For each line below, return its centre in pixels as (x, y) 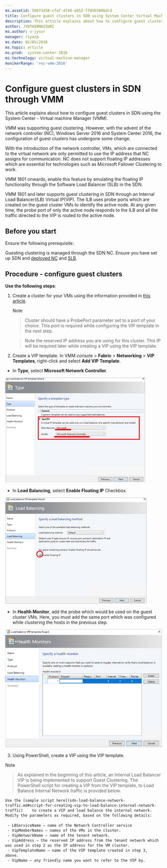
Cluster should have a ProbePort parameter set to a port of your (90, 320)
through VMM (34, 99)
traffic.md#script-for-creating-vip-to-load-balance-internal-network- (81, 805)
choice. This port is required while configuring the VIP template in (92, 325)
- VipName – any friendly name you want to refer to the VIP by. (76, 860)
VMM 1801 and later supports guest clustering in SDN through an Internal (80, 194)
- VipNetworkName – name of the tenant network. (59, 835)
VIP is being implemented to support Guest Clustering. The (78, 780)
